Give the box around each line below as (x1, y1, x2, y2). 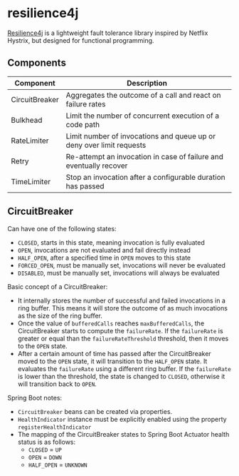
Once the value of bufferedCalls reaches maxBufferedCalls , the (17, 319, 205, 328)
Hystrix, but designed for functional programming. (7, 36, 154, 44)
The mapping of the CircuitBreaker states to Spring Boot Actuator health (17, 430, 230, 438)
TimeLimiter (11, 176, 51, 186)
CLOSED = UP (28, 445, 63, 454)
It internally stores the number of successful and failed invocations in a (17, 296, 225, 305)
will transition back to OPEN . (17, 380, 97, 388)
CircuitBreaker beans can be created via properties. (17, 407, 173, 415)
